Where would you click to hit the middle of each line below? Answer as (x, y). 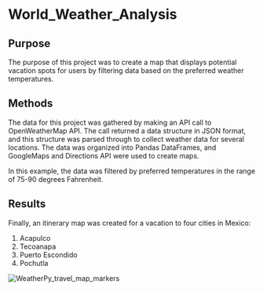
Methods (31, 104)
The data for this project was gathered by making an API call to (110, 122)
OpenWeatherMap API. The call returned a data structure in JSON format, (127, 130)
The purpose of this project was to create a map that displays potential (122, 62)
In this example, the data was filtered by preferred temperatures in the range (132, 171)
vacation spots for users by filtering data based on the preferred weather (126, 71)
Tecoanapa (38, 246)
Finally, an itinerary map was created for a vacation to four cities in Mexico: (130, 223)
